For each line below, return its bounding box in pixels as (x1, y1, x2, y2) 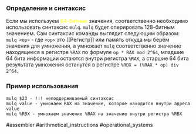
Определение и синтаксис (6, 4, 86, 12)
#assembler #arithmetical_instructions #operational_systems (6, 121, 153, 128)
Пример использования (6, 82, 79, 91)
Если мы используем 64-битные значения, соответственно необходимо (6, 18, 188, 25)
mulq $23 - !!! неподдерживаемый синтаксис (6, 95, 114, 101)
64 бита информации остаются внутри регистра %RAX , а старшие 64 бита (6, 55, 189, 62)
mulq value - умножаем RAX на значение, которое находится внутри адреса (6, 101, 191, 106)
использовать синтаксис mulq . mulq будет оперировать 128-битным (6, 24, 175, 31)
